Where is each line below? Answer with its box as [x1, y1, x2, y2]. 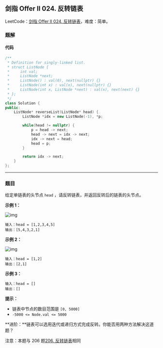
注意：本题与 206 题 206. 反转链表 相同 [5, 338, 81, 344]
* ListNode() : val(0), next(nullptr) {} [7, 78, 101, 83]
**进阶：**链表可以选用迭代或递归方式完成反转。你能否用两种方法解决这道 [5, 321, 154, 327]
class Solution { [5, 101, 40, 106]
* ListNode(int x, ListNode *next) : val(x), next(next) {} [7, 87, 140, 92]
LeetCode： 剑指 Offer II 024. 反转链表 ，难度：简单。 [5, 18, 111, 24]
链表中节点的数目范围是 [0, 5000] [12, 306, 80, 312]
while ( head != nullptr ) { [22, 123, 75, 128]
